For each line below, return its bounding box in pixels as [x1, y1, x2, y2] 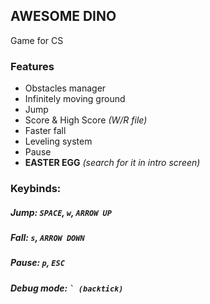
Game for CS [10, 34, 64, 46]
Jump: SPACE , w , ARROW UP [10, 206, 112, 218]
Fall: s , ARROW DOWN [10, 232, 85, 243]
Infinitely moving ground [24, 93, 126, 105]
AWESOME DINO [10, 8, 117, 25]
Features [10, 59, 55, 73]
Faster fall [24, 125, 67, 137]
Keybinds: [10, 182, 62, 196]
